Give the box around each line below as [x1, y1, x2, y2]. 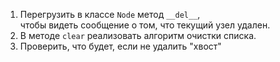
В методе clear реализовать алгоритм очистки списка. [19, 30, 257, 41]
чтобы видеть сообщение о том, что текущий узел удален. [19, 19, 271, 31]
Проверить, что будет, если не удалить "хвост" [19, 40, 222, 52]
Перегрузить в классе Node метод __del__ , [19, 9, 201, 20]
